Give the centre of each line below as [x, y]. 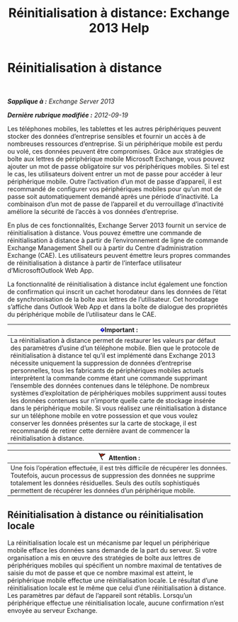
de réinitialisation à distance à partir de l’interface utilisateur [95, 263]
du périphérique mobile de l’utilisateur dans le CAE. [82, 314]
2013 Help [119, 28]
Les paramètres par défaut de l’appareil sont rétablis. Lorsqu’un [100, 596]
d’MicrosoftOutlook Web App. [51, 270]
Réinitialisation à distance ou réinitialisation [106, 515]
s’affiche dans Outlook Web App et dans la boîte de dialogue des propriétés [118, 307]
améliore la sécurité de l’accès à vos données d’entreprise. [93, 211]
